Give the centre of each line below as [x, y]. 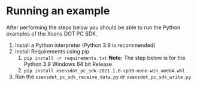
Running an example [58, 11]
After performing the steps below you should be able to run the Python [93, 27]
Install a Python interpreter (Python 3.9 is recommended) [85, 45]
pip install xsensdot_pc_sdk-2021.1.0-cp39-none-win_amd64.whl [104, 71]
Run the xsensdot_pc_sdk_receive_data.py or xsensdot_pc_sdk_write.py [103, 77]
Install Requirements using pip [52, 51]
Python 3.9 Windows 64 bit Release [68, 64]
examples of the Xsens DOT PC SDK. [52, 33]
